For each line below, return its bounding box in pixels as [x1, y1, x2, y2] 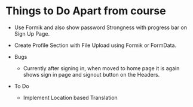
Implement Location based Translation [23, 94, 118, 101]
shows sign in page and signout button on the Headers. [23, 71, 160, 78]
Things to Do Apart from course [5, 4, 166, 18]
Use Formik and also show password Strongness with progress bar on [14, 24, 188, 31]
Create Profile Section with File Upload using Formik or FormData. [14, 42, 177, 49]
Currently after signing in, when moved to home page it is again [23, 64, 180, 72]
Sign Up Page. [14, 30, 50, 37]
